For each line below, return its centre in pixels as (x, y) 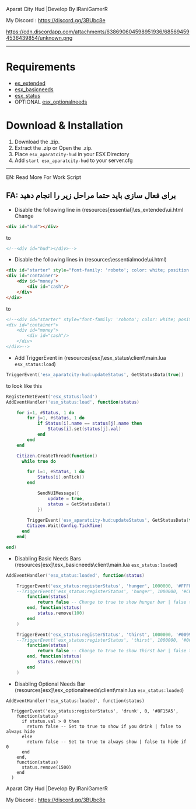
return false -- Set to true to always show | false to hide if (107, 742)
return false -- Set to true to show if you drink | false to (104, 726)
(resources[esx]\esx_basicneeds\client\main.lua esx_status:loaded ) (96, 564)
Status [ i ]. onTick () (61, 477)
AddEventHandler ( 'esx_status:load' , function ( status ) (73, 402)
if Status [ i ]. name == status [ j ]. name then (90, 424)
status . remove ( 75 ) (60, 662)
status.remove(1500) (46, 767)
